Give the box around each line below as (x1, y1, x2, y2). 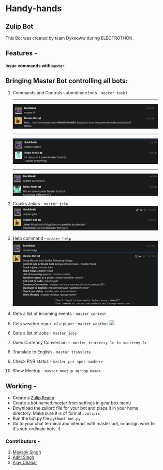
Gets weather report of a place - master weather (12, 321, 108, 327)
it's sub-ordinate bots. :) (12, 426, 61, 432)
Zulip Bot (5, 22, 33, 31)
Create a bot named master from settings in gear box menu (12, 400, 131, 406)
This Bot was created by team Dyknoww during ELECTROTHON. (5, 35, 134, 41)
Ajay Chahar (12, 459, 38, 465)
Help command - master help (12, 235, 72, 241)
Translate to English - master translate (12, 349, 91, 355)
